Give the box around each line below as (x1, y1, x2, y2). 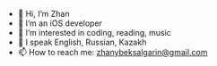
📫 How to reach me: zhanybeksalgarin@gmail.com (17, 47, 208, 57)
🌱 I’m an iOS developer (17, 18, 103, 29)
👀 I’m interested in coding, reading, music (17, 28, 172, 37)
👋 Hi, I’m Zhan (17, 9, 70, 19)
